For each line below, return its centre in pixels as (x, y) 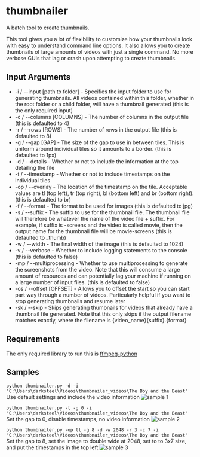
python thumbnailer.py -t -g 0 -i (49, 408)
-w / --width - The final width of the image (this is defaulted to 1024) (99, 244)
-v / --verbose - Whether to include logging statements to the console (101, 250)
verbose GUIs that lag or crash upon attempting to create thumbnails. (91, 58)
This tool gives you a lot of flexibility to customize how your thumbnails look (99, 39)
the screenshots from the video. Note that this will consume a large (97, 269)
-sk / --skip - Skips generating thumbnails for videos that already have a (104, 307)
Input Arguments (39, 77)
